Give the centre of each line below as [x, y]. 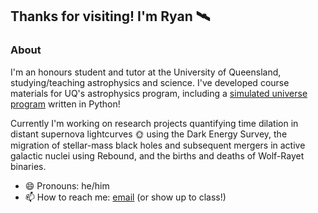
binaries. [28, 166]
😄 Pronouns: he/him [67, 185]
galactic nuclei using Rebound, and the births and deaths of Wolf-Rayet [157, 155]
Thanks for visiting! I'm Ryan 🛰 [110, 16]
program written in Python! [65, 104]
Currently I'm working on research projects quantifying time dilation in [154, 123]
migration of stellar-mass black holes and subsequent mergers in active [158, 145]
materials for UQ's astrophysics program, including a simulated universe [159, 93]
